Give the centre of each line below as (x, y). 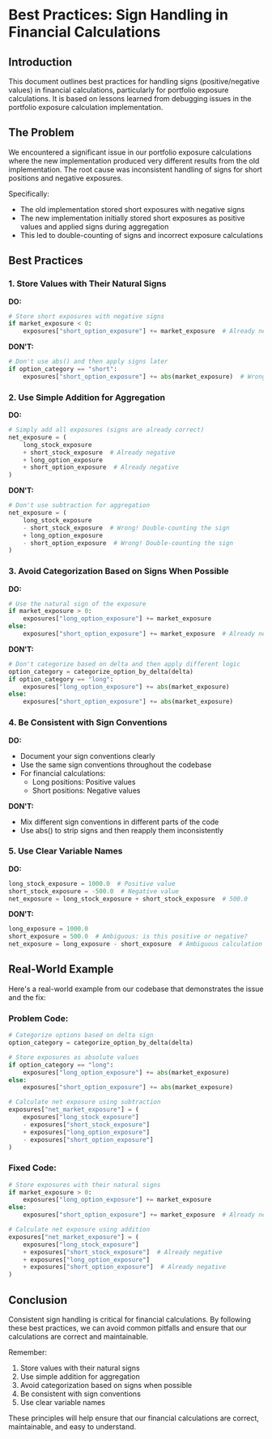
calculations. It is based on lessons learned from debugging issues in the (130, 98)
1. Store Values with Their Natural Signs (87, 283)
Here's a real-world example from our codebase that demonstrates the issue (136, 989)
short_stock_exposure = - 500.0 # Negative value (94, 891)
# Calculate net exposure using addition (79, 1230)
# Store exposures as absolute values (74, 1057)
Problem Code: (38, 1018)
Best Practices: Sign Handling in (119, 15)
